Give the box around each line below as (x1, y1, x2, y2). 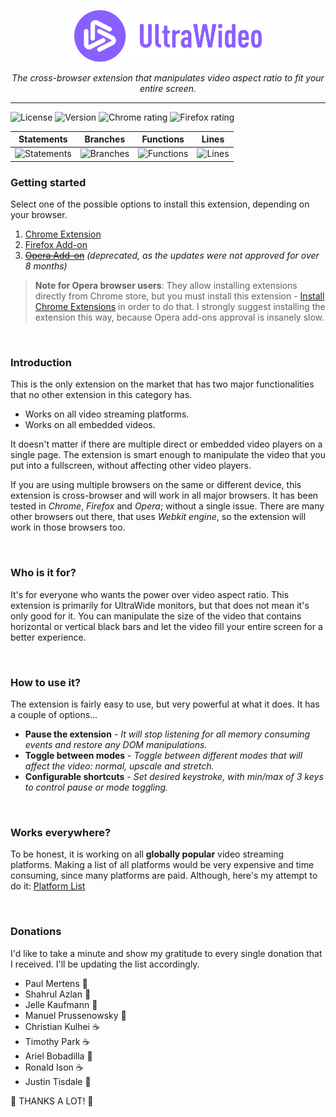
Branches (84, 133, 126, 145)
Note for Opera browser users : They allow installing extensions (34, 280, 298, 292)
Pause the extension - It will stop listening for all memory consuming (24, 728, 311, 740)
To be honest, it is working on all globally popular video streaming (10, 848, 285, 860)
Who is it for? (10, 566, 77, 580)
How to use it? (10, 675, 82, 689)
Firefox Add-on (24, 239, 88, 251)
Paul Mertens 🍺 (24, 977, 88, 989)
